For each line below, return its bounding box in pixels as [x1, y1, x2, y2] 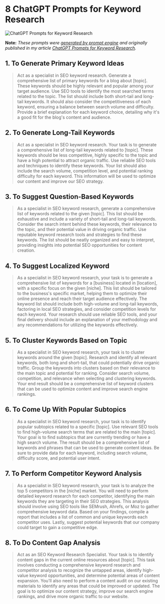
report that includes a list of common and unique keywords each [17, 514, 148, 520]
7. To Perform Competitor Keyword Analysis [5, 470, 142, 478]
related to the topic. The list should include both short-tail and [17, 93, 142, 99]
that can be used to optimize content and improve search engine [17, 386, 148, 392]
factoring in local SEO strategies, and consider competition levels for [17, 306, 156, 312]
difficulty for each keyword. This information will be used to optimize [17, 173, 156, 179]
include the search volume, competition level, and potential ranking [17, 168, 153, 173]
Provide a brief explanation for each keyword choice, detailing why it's [17, 109, 160, 115]
